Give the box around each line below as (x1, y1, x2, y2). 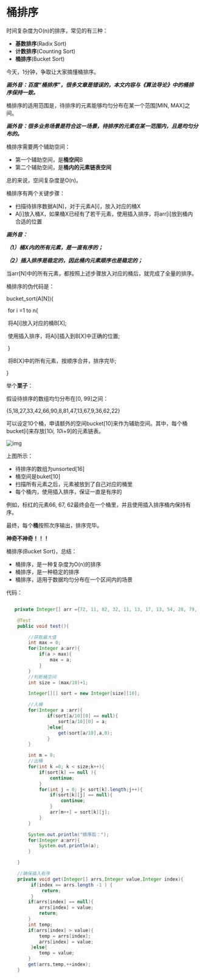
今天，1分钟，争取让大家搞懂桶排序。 (6, 68, 99, 75)
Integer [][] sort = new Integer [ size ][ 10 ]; (28, 691, 140, 697)
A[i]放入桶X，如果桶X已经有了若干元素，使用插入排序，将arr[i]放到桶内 (15, 210, 193, 217)
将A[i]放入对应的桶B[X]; (7, 319, 67, 327)
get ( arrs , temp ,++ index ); (28, 961, 91, 968)
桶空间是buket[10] (15, 473, 61, 480)
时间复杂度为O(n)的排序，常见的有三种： (6, 27, 108, 34)
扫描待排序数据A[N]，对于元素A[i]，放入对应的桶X (15, 202, 141, 209)
